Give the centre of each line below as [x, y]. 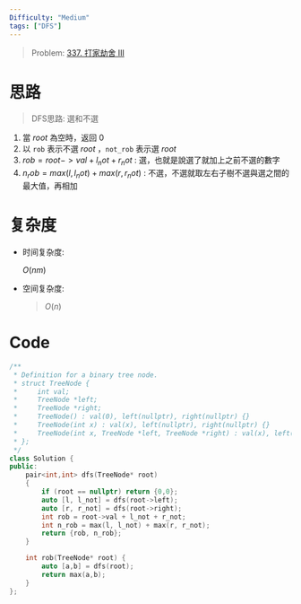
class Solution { [42, 459]
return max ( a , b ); [73, 574]
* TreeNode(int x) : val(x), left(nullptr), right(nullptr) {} [142, 425]
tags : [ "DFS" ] [36, 26]
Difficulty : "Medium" [50, 18]
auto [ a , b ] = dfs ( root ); [88, 566]
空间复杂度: [43, 288]
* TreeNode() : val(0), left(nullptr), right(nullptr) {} [132, 417]
